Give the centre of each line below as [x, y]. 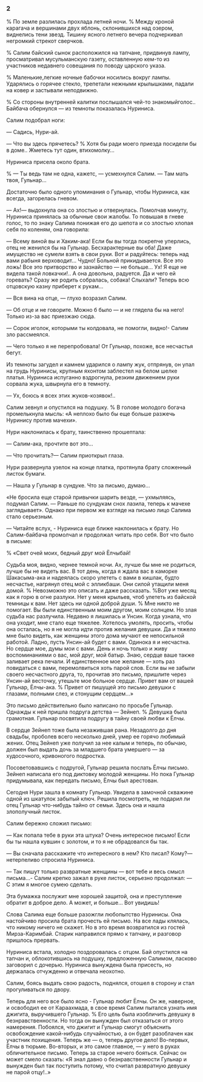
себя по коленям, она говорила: [48, 229]
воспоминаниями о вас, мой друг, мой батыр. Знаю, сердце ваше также [101, 655]
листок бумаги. [26, 474]
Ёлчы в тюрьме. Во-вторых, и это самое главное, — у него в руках [93, 1046]
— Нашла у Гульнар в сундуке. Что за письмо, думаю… [78, 485]
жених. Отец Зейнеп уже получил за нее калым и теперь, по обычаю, [97, 743]
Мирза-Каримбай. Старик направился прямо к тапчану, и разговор [94, 934]
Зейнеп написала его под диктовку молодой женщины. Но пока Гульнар [101, 774]
